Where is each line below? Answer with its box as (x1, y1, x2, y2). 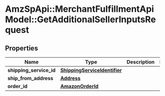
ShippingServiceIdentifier (60, 67, 122, 73)
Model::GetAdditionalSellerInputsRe (5, 14, 156, 25)
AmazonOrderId (60, 83, 99, 90)
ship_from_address (7, 75, 54, 82)
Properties (5, 44, 38, 52)
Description (127, 59, 155, 65)
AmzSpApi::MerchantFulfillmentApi (5, 3, 154, 15)
